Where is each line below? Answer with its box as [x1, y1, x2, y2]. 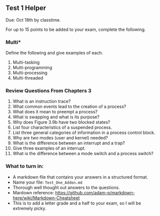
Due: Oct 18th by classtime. [5, 17, 61, 23]
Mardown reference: [12, 189, 54, 195]
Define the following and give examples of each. [5, 50, 104, 56]
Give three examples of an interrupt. [12, 145, 86, 151]
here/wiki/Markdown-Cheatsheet [12, 195, 80, 201]
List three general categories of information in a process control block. [12, 130, 156, 135]
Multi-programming [12, 65, 53, 71]
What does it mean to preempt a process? [12, 109, 98, 115]
